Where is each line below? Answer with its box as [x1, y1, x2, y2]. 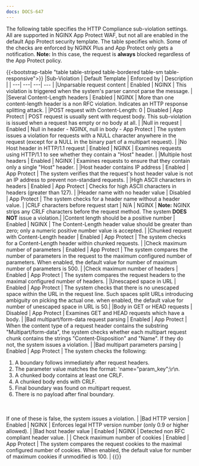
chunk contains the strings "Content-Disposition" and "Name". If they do [6, 335, 184, 342]
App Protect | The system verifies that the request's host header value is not [6, 169, 193, 177]
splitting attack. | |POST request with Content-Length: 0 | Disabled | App [6, 106, 183, 113]
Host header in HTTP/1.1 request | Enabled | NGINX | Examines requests [6, 144, 182, 152]
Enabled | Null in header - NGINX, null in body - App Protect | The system [6, 125, 186, 132]
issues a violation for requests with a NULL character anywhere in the [6, 132, 176, 139]
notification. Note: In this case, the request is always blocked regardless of [6, 50, 191, 57]
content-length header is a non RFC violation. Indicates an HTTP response [6, 100, 188, 107]
